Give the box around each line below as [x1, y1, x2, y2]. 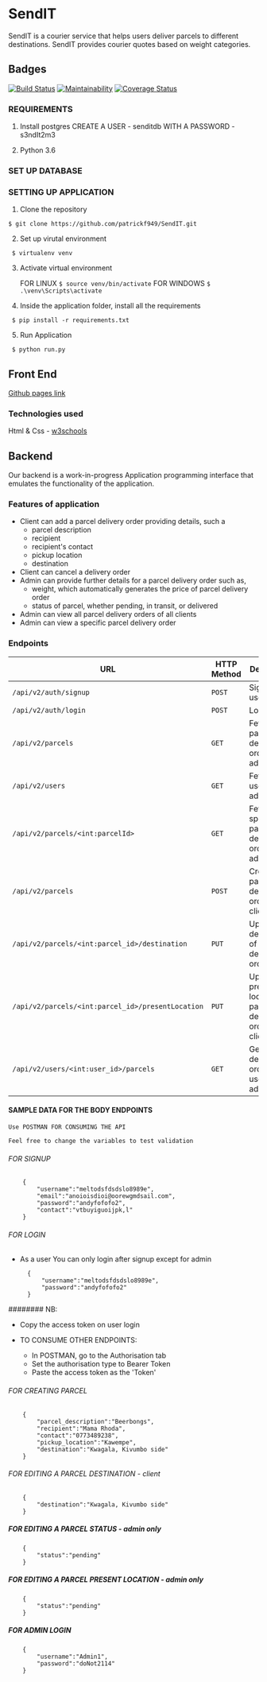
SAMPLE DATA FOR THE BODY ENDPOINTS [8, 1106, 153, 1115]
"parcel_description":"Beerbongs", [37, 1417, 155, 1425]
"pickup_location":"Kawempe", [37, 1438, 137, 1447]
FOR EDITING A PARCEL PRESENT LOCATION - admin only [8, 1575, 204, 1584]
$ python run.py [11, 346, 66, 354]
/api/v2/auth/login [12, 705, 86, 715]
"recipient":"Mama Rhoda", [37, 1424, 126, 1432]
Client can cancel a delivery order [19, 568, 131, 577]
